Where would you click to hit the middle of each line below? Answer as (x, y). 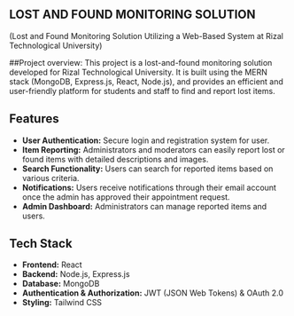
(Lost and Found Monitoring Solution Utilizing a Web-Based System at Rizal (146, 36)
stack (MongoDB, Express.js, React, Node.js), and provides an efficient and (146, 81)
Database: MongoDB (61, 284)
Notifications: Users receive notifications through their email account (149, 187)
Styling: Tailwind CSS (62, 303)
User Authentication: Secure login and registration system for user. (146, 140)
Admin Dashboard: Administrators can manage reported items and (144, 206)
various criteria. (50, 178)
